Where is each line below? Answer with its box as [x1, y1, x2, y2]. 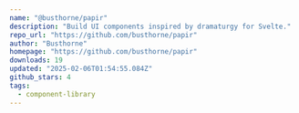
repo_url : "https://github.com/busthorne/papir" [9, 30, 198, 39]
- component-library [17, 89, 96, 98]
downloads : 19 [9, 56, 64, 65]
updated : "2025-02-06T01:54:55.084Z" [9, 65, 153, 74]
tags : [9, 81, 30, 90]
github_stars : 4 [9, 73, 71, 82]
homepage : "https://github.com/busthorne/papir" [9, 47, 198, 56]
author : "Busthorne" [9, 38, 88, 48]
